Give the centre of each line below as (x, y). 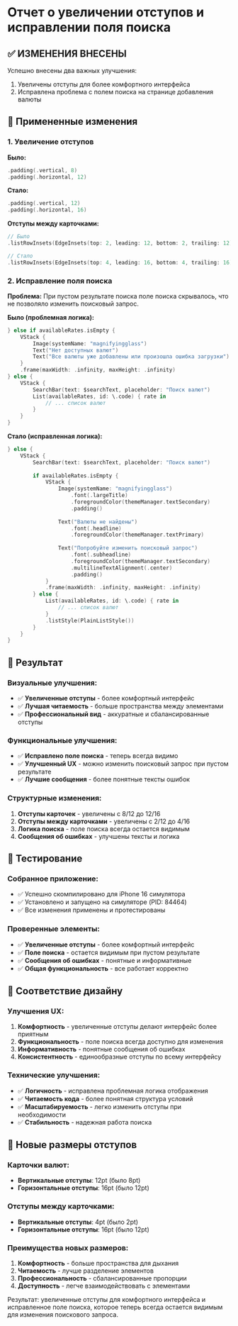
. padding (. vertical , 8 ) (42, 170)
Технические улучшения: (54, 1075)
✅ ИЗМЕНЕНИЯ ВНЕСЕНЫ (67, 54)
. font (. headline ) (96, 528)
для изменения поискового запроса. (63, 1314)
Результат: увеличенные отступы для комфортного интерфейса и (107, 1299)
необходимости (41, 1115)
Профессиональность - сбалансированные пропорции (102, 1278)
